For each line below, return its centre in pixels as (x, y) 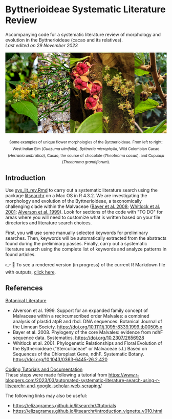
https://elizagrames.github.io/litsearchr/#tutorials (64, 405)
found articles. (20, 254)
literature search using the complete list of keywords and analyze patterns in (86, 249)
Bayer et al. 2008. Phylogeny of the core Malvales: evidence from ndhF (88, 332)
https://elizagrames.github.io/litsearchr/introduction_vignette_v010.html (88, 411)
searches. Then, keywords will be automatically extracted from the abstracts (86, 238)
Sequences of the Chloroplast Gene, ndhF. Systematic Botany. (78, 354)
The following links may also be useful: (46, 395)
